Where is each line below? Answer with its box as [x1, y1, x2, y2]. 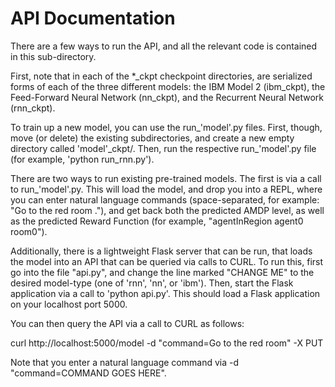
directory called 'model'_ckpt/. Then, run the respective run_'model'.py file [10, 142, 317, 154]
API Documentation [10, 7, 176, 30]
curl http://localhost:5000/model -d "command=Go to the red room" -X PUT [10, 337, 324, 349]
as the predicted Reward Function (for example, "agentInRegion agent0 [10, 215, 304, 227]
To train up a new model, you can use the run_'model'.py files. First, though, [10, 121, 323, 133]
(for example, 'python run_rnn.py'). [10, 153, 155, 165]
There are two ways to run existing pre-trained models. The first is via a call [10, 172, 322, 184]
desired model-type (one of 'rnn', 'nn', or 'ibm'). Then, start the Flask [10, 277, 294, 289]
